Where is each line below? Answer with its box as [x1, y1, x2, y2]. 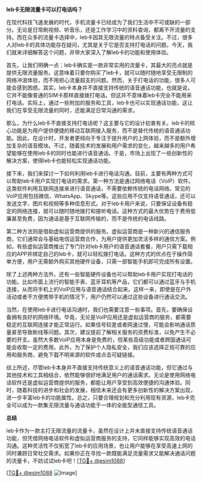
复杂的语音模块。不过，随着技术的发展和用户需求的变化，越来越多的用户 [11, 142, 191, 149]
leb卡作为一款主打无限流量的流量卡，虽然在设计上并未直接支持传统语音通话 [6, 427, 194, 434]
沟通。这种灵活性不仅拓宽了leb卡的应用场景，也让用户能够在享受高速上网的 [6, 442, 194, 449]
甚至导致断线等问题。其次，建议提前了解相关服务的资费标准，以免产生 [11, 329, 185, 336]
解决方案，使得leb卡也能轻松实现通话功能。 [6, 157, 114, 164]
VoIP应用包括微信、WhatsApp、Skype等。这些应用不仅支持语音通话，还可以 [6, 193, 196, 199]
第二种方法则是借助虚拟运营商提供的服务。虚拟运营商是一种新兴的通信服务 [6, 228, 191, 235]
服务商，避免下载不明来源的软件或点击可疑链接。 [16, 351, 138, 358]
